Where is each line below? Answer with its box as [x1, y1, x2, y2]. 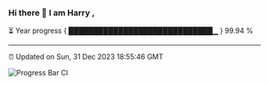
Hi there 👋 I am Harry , [8, 7, 95, 18]
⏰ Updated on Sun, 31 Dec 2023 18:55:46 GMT [8, 52, 164, 62]
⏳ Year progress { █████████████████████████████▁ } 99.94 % [8, 26, 254, 35]
